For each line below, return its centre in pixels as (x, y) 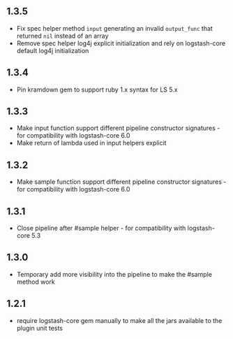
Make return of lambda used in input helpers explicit (91, 143)
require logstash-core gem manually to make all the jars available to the (119, 320)
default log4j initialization (53, 50)
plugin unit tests (40, 328)
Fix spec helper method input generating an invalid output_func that (115, 28)
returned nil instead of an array (62, 36)
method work (36, 282)
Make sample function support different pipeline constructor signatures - (121, 182)
